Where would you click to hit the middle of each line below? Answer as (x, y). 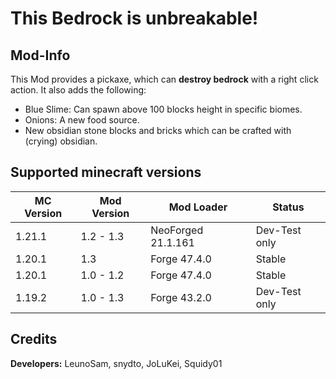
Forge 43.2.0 (181, 297)
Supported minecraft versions (106, 172)
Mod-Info (40, 55)
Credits (34, 339)
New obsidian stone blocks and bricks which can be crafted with (158, 130)
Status (288, 207)
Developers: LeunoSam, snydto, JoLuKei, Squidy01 (116, 363)
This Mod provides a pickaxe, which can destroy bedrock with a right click (164, 79)
